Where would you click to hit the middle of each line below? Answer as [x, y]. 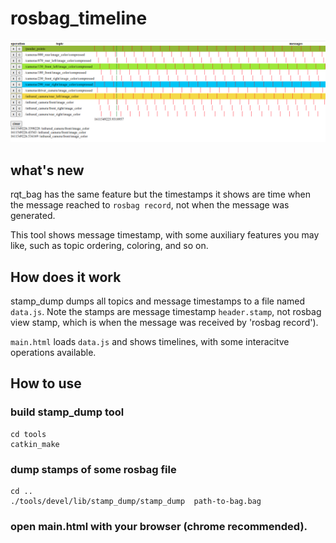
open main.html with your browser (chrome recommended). [159, 526]
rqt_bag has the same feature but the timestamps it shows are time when [160, 194]
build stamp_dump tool [67, 412]
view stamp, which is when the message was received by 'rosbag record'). [164, 322]
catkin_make [35, 444]
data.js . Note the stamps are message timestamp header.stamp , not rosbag [166, 311]
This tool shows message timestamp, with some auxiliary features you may [165, 235]
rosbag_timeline [79, 18]
